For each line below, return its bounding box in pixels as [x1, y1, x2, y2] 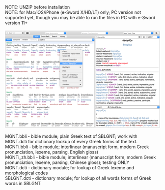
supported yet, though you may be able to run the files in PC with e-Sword [5, 15, 156, 20]
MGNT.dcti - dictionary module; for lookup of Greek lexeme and [5, 165, 134, 170]
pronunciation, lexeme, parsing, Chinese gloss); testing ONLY [5, 159, 130, 165]
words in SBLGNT [5, 181, 41, 186]
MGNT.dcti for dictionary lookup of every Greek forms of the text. [5, 139, 137, 144]
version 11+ [5, 20, 28, 26]
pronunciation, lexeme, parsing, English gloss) [5, 149, 99, 155]
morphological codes [5, 170, 48, 176]
